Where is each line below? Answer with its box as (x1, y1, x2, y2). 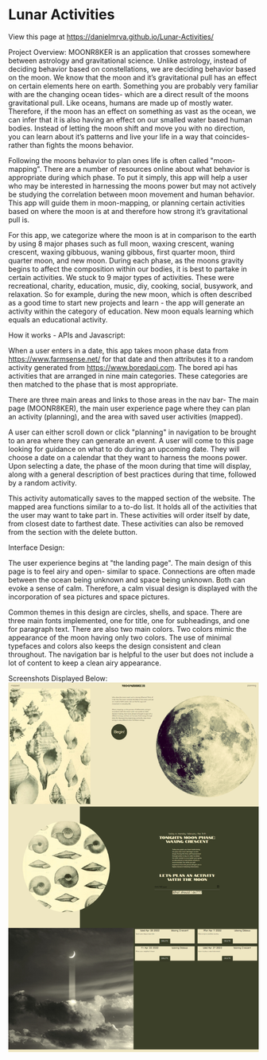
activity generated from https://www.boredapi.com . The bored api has (8, 362, 238, 372)
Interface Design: (8, 543, 65, 552)
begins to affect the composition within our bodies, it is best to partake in (8, 264, 248, 274)
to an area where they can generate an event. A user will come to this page (8, 435, 254, 445)
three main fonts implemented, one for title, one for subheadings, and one (8, 615, 250, 625)
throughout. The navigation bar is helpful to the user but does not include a (8, 649, 254, 659)
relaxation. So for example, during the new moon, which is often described (8, 289, 253, 299)
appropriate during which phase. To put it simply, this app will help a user (8, 173, 248, 182)
